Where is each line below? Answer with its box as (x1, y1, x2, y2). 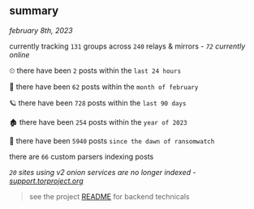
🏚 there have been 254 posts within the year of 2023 (9, 117, 187, 126)
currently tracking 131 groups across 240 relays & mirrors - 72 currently (9, 41, 246, 51)
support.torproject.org (9, 176, 84, 186)
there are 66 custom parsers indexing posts (9, 151, 154, 161)
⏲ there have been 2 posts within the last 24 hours (9, 66, 182, 75)
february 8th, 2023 (9, 25, 73, 35)
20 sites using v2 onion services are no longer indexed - (9, 167, 196, 177)
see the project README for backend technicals (28, 191, 190, 201)
